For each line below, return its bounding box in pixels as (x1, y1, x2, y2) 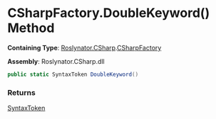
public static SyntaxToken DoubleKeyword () (7, 71, 139, 78)
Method (7, 20, 55, 36)
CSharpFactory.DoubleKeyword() (7, 5, 210, 21)
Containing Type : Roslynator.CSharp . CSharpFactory (7, 43, 162, 52)
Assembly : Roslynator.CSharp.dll (7, 57, 105, 65)
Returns (7, 87, 36, 97)
